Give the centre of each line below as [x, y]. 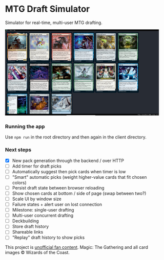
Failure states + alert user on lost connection [57, 204]
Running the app [25, 126]
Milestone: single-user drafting [43, 210]
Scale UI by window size [37, 199]
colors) [19, 183]
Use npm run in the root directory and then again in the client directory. [76, 137]
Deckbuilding [25, 221]
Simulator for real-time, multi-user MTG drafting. [54, 23]
